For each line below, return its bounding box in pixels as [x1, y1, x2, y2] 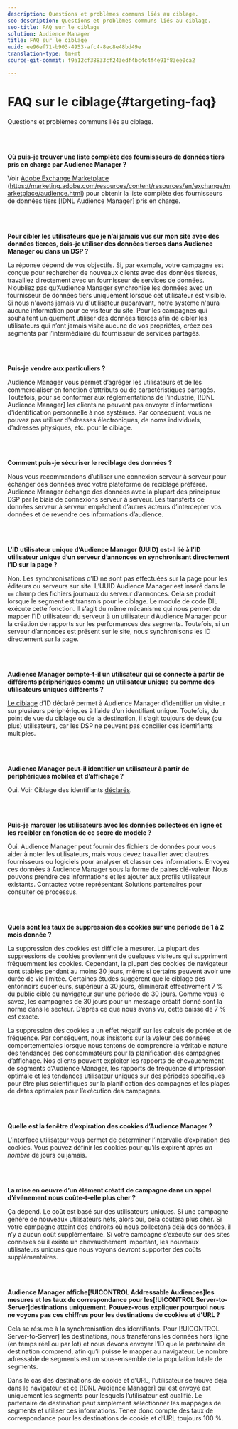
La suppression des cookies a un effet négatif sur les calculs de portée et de [7, 1026, 232, 1034]
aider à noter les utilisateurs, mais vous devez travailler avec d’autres [7, 849, 210, 858]
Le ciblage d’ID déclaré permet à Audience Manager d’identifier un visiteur [7, 699, 226, 707]
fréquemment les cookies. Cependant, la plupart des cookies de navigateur [7, 959, 228, 967]
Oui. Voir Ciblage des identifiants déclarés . [7, 785, 132, 794]
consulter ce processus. [7, 888, 78, 896]
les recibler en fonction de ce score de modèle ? [7, 828, 152, 837]
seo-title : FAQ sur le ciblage [7, 24, 100, 31]
